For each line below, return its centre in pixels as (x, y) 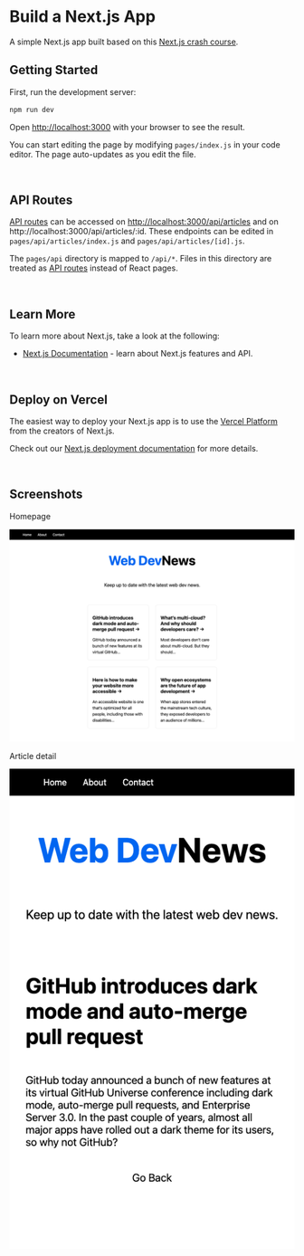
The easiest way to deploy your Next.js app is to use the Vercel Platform (144, 422)
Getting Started (54, 70)
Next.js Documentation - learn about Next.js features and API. (138, 354)
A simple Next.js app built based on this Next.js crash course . (124, 42)
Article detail (33, 756)
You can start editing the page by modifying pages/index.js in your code (145, 144)
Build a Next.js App (83, 17)
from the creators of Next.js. (62, 431)
